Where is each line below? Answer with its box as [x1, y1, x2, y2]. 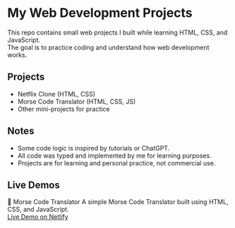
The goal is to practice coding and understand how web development [7, 43, 210, 51]
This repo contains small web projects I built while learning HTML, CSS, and [7, 28, 228, 37]
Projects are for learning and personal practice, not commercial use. [17, 158, 216, 167]
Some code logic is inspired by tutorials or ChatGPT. [17, 144, 170, 152]
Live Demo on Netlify [7, 213, 68, 221]
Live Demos [7, 179, 60, 191]
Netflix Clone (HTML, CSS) [17, 89, 96, 98]
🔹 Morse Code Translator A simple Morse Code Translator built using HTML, [7, 198, 229, 206]
